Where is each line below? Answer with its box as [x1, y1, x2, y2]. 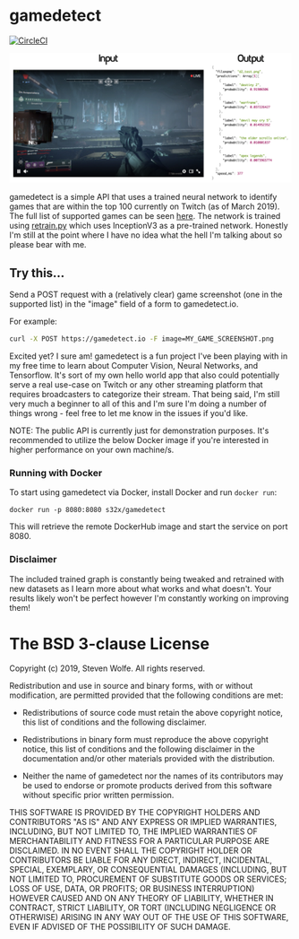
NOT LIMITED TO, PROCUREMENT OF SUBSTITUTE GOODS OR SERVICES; [9, 874, 287, 884]
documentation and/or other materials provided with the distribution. [21, 753, 275, 764]
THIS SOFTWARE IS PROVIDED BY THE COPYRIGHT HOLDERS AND [9, 807, 261, 818]
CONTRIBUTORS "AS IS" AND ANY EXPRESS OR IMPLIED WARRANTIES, [9, 817, 278, 828]
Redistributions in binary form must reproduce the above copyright [21, 735, 269, 745]
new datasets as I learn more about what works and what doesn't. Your [9, 583, 272, 594]
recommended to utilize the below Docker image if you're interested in [9, 434, 269, 445]
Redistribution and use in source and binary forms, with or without [9, 681, 253, 691]
